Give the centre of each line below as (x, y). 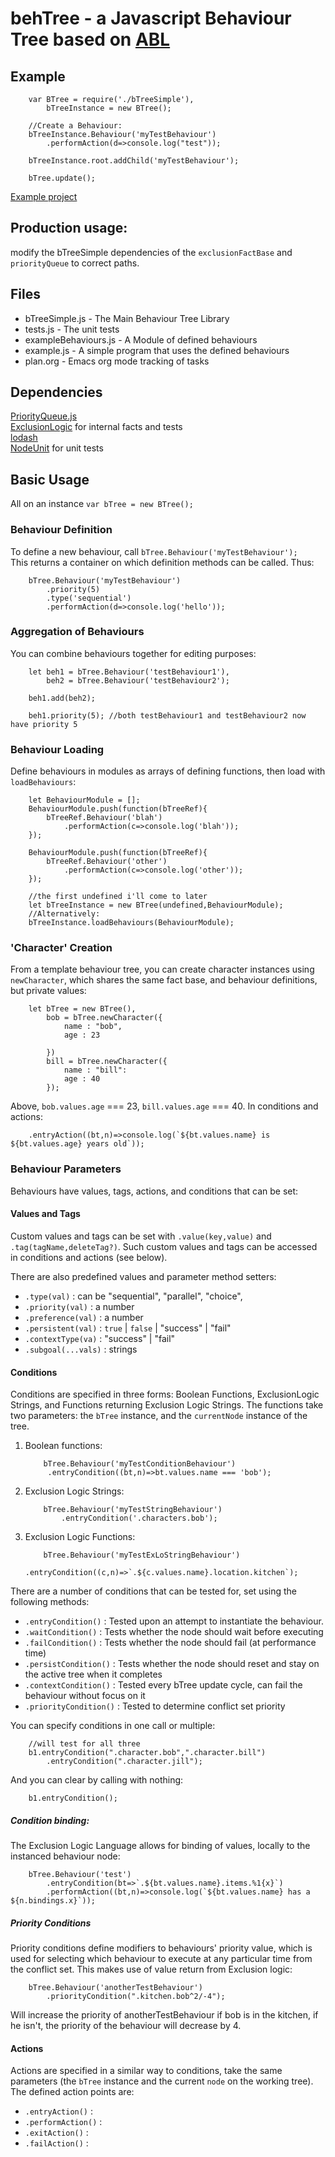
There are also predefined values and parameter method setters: (143, 1276)
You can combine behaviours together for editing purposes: (133, 653)
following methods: (50, 1602)
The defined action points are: (72, 2092)
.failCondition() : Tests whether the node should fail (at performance (170, 1643)
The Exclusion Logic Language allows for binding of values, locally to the (160, 1846)
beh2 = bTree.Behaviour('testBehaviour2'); (138, 680)
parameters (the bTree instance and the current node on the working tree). (162, 2081)
